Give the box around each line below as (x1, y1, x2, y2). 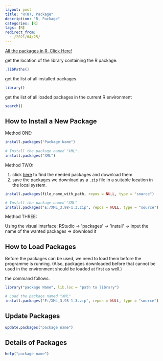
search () (5, 103, 23, 108)
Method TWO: (5, 162, 34, 168)
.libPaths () (5, 67, 29, 72)
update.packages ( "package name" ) (5, 325, 73, 330)
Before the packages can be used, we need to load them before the (5, 256, 141, 262)
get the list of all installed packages (5, 75, 77, 81)
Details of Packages (5, 338, 67, 347)
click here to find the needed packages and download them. (12, 171, 134, 177)
